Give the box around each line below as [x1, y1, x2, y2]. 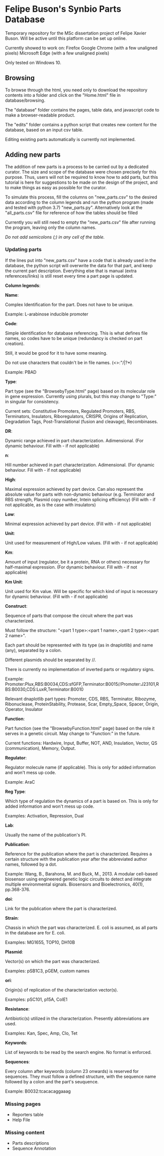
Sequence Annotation [12, 1146, 56, 1152]
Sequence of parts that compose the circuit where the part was [5, 613, 133, 619]
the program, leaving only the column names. [5, 225, 96, 230]
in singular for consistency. [5, 398, 60, 404]
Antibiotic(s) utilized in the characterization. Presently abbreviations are [5, 1015, 149, 1021]
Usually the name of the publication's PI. [5, 832, 87, 838]
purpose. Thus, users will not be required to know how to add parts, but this [5, 174, 158, 180]
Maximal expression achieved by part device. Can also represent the [5, 486, 143, 492]
